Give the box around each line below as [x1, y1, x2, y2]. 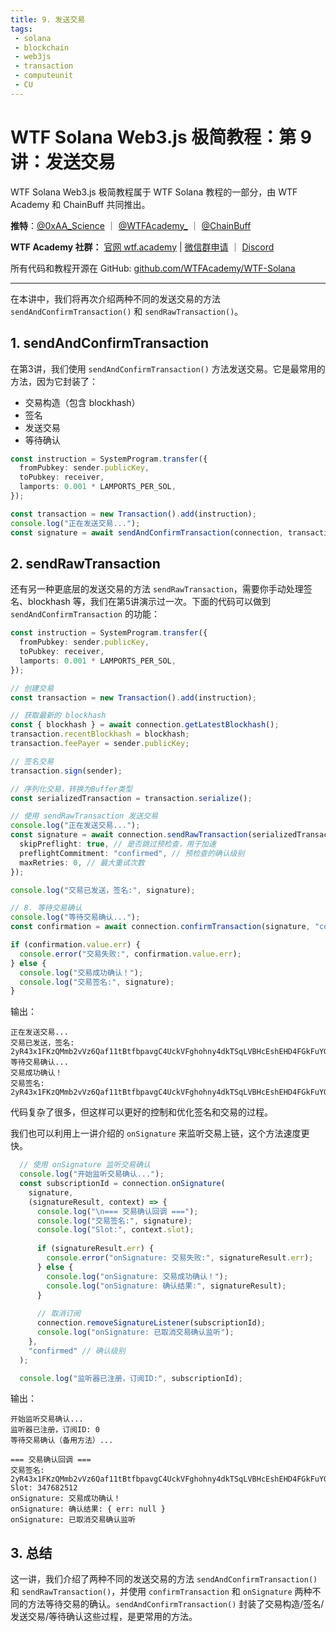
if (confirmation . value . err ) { [10, 940, 141, 950]
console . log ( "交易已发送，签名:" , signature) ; [10, 885, 196, 895]
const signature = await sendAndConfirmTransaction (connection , [10, 527, 284, 538]
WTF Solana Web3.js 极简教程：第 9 [10, 126, 313, 148]
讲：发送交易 [10, 151, 117, 173]
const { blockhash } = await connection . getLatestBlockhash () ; [10, 720, 280, 730]
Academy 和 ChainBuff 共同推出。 [10, 198, 151, 210]
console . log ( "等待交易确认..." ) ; [10, 912, 141, 923]
